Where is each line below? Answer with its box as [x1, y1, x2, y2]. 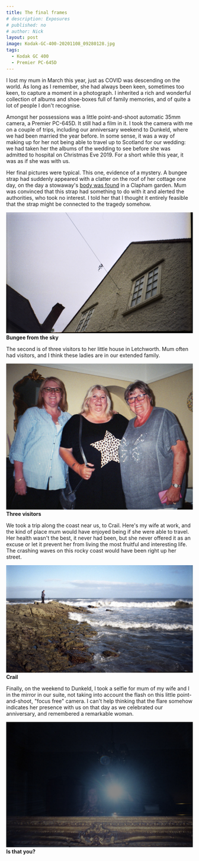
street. [6, 553, 22, 560]
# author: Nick [6, 28, 44, 34]
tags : [6, 47, 20, 53]
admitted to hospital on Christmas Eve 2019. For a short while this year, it [6, 151, 184, 158]
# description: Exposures [6, 15, 70, 22]
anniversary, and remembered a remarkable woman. [6, 710, 134, 717]
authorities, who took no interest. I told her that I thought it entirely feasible [6, 194, 188, 201]
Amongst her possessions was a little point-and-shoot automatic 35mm [6, 113, 181, 120]
